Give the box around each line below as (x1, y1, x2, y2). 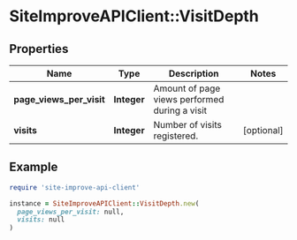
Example (9, 160, 58, 175)
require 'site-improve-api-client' (9, 183, 141, 191)
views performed (153, 94, 225, 105)
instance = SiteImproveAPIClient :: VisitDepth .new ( (9, 199, 200, 208)
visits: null (17, 215, 65, 224)
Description (168, 68, 219, 79)
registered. (153, 130, 199, 142)
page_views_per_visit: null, (17, 207, 125, 216)
